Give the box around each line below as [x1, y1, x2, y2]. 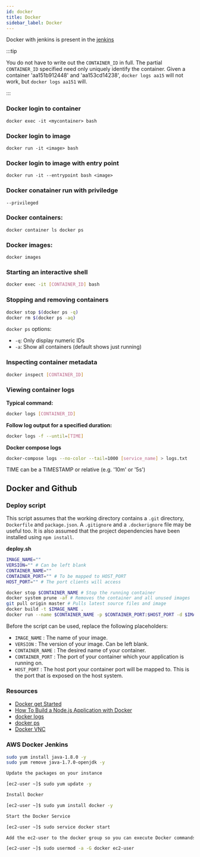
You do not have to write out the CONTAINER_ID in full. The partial [6, 59, 162, 66]
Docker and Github [6, 483, 77, 493]
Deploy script [6, 501, 46, 509]
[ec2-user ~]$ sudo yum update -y [6, 781, 92, 787]
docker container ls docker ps [6, 227, 84, 233]
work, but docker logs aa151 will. [6, 78, 87, 85]
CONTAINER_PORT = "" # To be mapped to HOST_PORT [6, 573, 127, 579]
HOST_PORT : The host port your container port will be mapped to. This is [14, 665, 189, 673]
